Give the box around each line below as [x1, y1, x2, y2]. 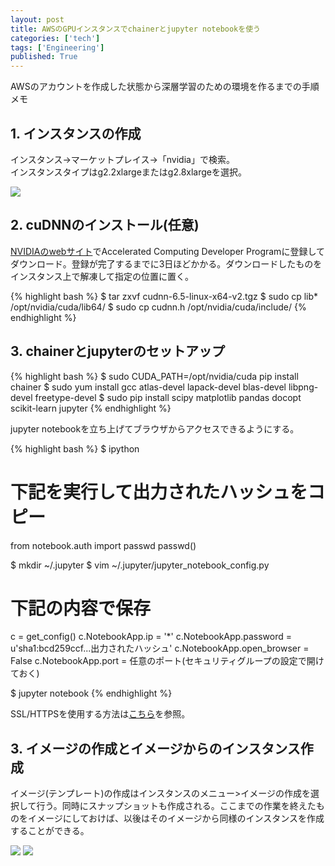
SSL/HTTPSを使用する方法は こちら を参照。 [10, 708, 191, 720]
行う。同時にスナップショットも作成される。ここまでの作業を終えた [36, 800, 317, 812]
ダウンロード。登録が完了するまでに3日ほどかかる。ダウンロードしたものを [10, 257, 323, 270]
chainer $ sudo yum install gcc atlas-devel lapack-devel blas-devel [10, 381, 287, 393]
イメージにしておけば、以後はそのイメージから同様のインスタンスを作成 [27, 812, 325, 825]
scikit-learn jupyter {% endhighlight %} [10, 402, 172, 414]
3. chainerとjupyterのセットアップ [10, 343, 226, 360]
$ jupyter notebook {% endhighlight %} [10, 687, 173, 700]
